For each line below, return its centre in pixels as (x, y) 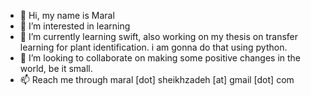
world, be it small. (56, 68)
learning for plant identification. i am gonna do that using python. (153, 47)
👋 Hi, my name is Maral (67, 15)
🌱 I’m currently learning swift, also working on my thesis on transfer (159, 36)
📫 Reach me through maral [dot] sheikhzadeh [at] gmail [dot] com (157, 79)
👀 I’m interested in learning (75, 26)
